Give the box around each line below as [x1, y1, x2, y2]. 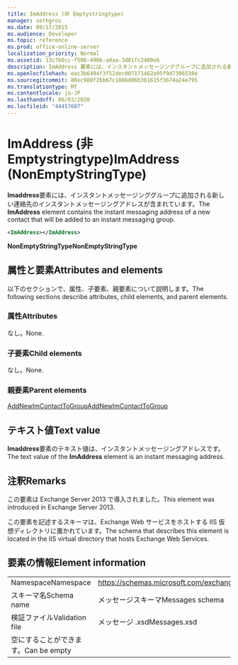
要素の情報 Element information [7, 557, 147, 569]
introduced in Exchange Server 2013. [7, 503, 115, 512]
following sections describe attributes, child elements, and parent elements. [7, 292, 229, 301]
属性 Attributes [7, 311, 58, 321]
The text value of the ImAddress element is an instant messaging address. [7, 453, 225, 461]
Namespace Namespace [11, 577, 91, 587]
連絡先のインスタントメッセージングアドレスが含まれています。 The [13, 200, 210, 208]
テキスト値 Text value [7, 424, 101, 436]
